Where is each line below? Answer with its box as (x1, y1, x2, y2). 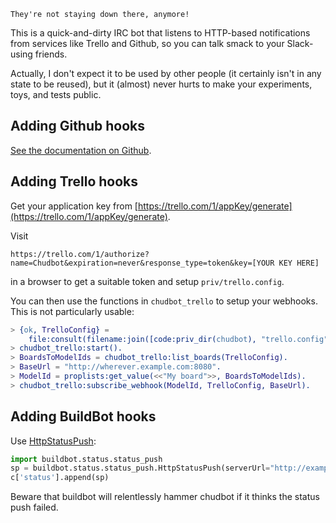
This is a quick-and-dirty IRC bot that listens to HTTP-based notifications (10, 27, 311, 39)
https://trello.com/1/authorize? (10, 249, 150, 259)
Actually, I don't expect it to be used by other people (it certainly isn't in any (10, 68, 322, 79)
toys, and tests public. (10, 89, 102, 100)
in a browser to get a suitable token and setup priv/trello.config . (10, 275, 285, 287)
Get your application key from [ (10, 200, 138, 212)
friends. (34, 48, 68, 60)
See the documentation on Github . (10, 144, 152, 156)
